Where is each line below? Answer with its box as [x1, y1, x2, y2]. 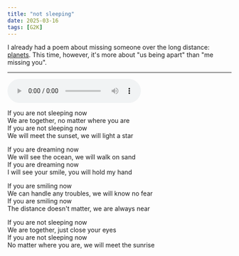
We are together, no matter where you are [7, 117, 130, 125]
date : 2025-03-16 [7, 17, 59, 24]
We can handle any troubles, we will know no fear [7, 189, 153, 198]
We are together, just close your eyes [7, 225, 117, 235]
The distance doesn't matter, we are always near [7, 204, 151, 213]
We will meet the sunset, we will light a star [7, 132, 134, 140]
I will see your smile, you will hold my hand [7, 168, 133, 176]
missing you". [7, 58, 48, 67]
